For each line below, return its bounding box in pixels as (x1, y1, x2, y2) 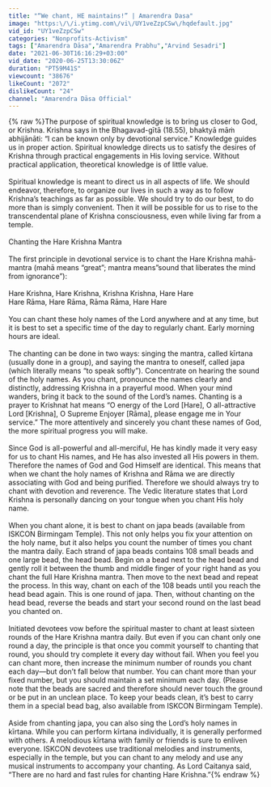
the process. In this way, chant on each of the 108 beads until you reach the (8, 581, 261, 590)
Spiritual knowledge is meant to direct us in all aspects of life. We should (8, 177, 250, 187)
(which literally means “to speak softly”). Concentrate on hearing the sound (8, 366, 260, 376)
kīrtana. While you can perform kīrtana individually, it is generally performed (8, 727, 262, 737)
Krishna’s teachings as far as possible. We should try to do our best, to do (8, 194, 255, 204)
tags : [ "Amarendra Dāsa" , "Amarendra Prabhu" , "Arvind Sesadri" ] (8, 42, 227, 50)
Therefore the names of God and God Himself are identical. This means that (8, 460, 261, 470)
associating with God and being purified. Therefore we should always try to (8, 478, 260, 488)
